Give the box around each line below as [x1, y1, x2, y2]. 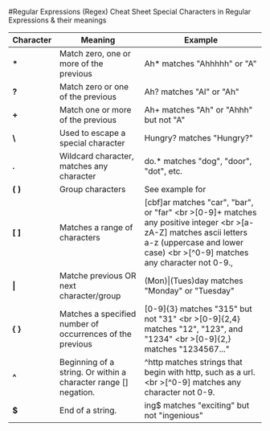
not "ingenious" [144, 410, 203, 421]
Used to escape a [59, 128, 126, 138]
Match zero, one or [59, 48, 131, 59]
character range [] [59, 377, 129, 388]
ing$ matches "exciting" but [144, 400, 250, 411]
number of [59, 318, 99, 329]
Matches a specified [59, 309, 137, 319]
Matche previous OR [59, 270, 137, 281]
